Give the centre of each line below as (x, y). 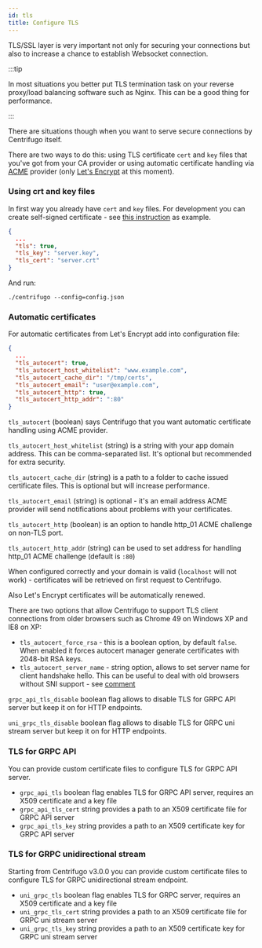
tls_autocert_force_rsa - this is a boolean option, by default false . (128, 642)
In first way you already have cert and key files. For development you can (127, 208)
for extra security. (37, 462)
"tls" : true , (36, 246)
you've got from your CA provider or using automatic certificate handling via (131, 163)
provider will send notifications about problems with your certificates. (120, 509)
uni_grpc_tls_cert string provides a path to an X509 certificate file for (133, 911)
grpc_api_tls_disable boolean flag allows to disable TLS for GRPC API (122, 699)
